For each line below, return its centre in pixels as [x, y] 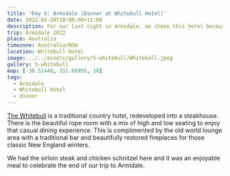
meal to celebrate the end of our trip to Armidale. [76, 165]
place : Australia [32, 39]
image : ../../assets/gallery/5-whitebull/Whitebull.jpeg [90, 58]
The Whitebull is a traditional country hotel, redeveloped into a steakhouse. [113, 116]
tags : [15, 77]
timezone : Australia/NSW [42, 45]
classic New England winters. [49, 145]
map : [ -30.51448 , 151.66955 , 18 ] [55, 71]
